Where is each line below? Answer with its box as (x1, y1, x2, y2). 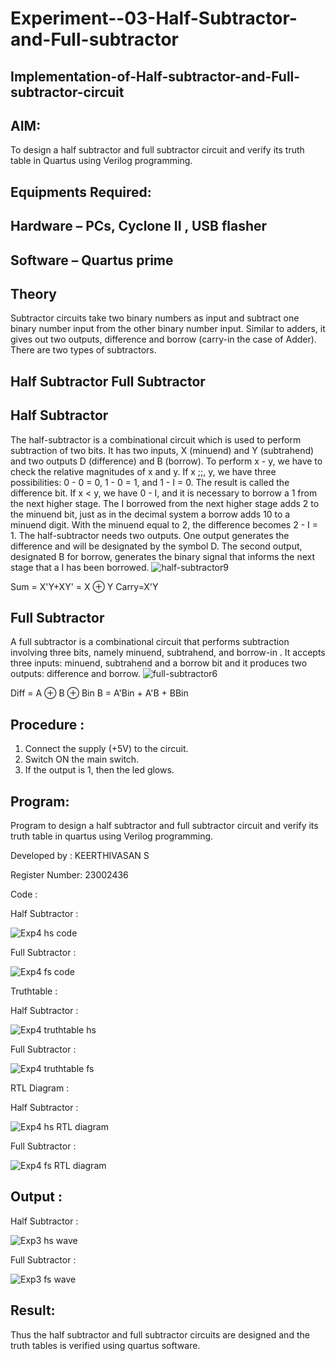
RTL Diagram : (10, 1082, 70, 1094)
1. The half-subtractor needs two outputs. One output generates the (10, 529, 290, 541)
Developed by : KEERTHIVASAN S (10, 850, 150, 862)
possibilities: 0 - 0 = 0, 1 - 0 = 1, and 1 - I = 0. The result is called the (10, 476, 290, 488)
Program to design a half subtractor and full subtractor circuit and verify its (10, 820, 319, 832)
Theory (10, 285, 58, 302)
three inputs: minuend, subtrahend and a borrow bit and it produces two (10, 657, 308, 669)
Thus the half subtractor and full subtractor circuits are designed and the (10, 1328, 310, 1341)
